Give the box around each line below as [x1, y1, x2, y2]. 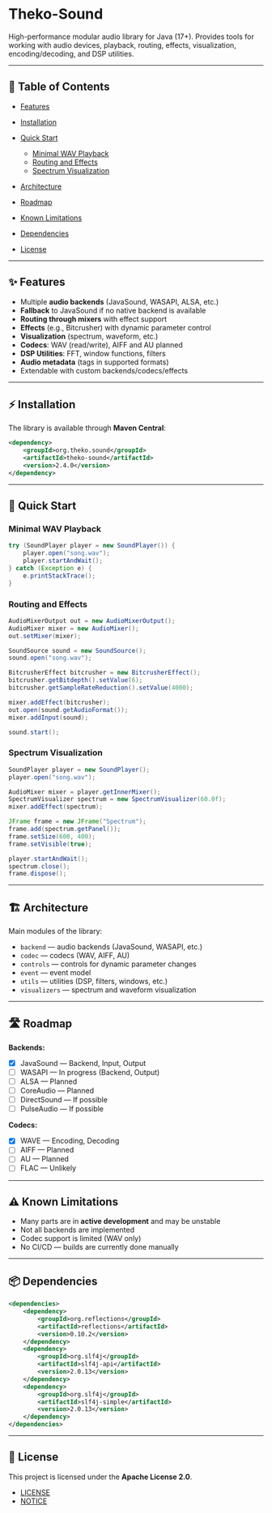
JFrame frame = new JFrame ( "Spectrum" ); [8, 817, 147, 826]
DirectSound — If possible [19, 1095, 108, 1105]
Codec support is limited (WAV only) [19, 1234, 142, 1243]
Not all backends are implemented [19, 1225, 135, 1235]
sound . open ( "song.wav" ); [8, 654, 92, 663]
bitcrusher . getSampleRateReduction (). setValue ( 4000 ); [8, 684, 194, 693]
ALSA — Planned [19, 1076, 78, 1086]
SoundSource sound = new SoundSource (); [8, 646, 147, 654]
